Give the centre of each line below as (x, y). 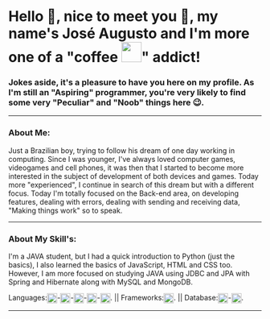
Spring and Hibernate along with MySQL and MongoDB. (100, 282)
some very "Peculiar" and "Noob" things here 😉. (106, 102)
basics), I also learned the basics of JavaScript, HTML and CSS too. (121, 265)
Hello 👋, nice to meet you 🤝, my (113, 17)
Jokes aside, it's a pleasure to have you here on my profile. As (131, 82)
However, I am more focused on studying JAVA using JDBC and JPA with (129, 274)
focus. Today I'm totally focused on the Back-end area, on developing (124, 193)
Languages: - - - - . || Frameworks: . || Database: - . (126, 298)
